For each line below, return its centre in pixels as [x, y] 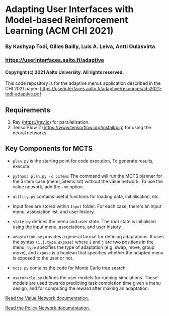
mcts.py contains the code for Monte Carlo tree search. [70, 268]
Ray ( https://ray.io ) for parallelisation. [51, 122]
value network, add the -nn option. [48, 187]
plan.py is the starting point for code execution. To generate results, [83, 161]
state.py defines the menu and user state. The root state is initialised [84, 221]
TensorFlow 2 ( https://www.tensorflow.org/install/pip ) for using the [82, 128]
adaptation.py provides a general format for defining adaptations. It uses [88, 236]
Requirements [28, 110]
